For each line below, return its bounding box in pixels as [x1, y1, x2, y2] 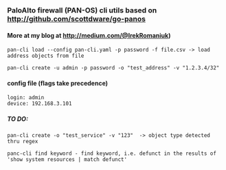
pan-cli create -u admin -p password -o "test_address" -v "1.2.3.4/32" [7, 65, 220, 72]
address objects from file [7, 52, 84, 60]
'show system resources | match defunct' [7, 156, 128, 163]
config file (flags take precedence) [7, 78, 109, 87]
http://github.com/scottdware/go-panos [7, 14, 146, 23]
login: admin [7, 94, 45, 101]
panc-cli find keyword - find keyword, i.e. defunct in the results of [7, 150, 216, 157]
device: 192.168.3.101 [7, 100, 72, 107]
